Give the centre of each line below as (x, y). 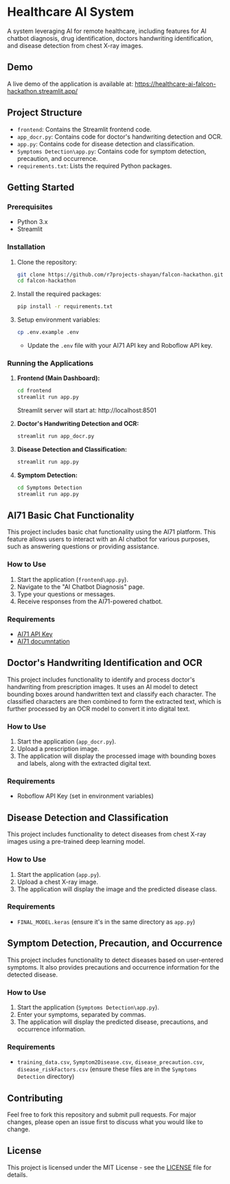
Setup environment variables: (59, 320)
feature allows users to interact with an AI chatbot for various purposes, (109, 539)
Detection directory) (46, 1077)
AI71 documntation (43, 641)
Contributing (35, 1098)
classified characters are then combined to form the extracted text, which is (114, 701)
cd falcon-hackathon (46, 281)
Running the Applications (50, 363)
